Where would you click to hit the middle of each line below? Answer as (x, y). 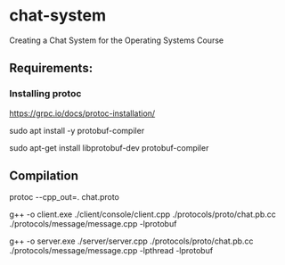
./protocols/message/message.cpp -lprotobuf (93, 224)
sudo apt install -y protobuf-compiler (77, 130)
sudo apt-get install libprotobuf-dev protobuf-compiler (109, 147)
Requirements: (51, 68)
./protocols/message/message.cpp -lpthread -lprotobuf (111, 251)
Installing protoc (45, 94)
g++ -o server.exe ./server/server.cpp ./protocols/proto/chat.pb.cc (131, 241)
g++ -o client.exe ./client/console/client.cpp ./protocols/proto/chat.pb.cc (142, 214)
